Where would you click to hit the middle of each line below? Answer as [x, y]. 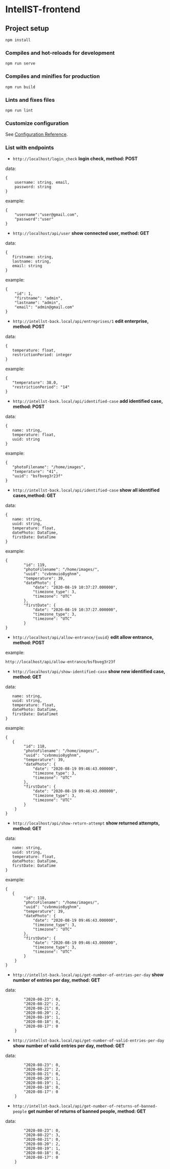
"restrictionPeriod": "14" [41, 387]
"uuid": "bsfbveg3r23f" [37, 476]
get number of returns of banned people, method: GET [87, 1111]
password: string [33, 187]
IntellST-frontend [43, 9]
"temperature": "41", [35, 472]
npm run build [20, 87]
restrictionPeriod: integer [42, 355]
